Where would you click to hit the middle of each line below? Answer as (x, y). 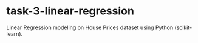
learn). (15, 33)
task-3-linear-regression (70, 11)
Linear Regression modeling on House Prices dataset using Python (90, 27)
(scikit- (183, 27)
